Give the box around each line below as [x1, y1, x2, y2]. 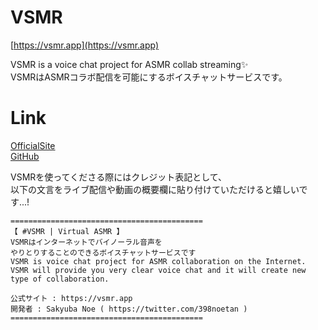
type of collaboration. [10, 274, 110, 284]
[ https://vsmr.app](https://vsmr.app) [10, 39, 160, 51]
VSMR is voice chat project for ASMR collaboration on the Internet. [10, 256, 307, 266]
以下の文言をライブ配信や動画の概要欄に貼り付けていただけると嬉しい [10, 183, 300, 195]
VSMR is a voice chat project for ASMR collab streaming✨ [10, 58, 249, 70]
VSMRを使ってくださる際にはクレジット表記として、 [10, 171, 228, 183]
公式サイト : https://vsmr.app [10, 293, 133, 303]
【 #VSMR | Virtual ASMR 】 [10, 226, 125, 236]
